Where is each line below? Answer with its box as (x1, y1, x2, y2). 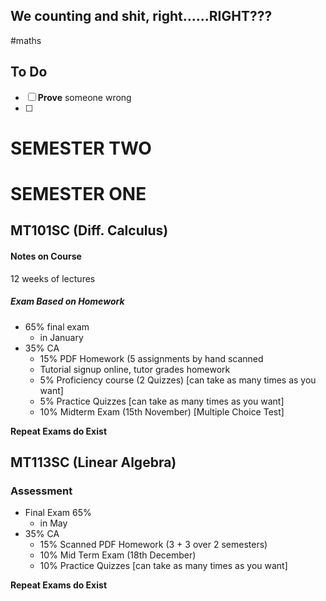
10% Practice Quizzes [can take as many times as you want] (39, 560, 288, 572)
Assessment (10, 484, 73, 498)
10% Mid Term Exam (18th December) (39, 549, 197, 561)
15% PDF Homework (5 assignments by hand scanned (39, 352, 264, 364)
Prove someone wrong (37, 91, 132, 103)
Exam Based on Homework (10, 295, 125, 308)
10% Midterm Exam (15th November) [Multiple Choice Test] (39, 405, 285, 418)
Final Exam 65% (24, 507, 92, 519)
